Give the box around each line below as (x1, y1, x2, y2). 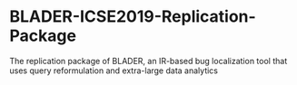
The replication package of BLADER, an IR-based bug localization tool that (9, 55, 288, 66)
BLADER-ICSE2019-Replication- (9, 6, 256, 27)
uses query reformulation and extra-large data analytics (9, 65, 218, 76)
